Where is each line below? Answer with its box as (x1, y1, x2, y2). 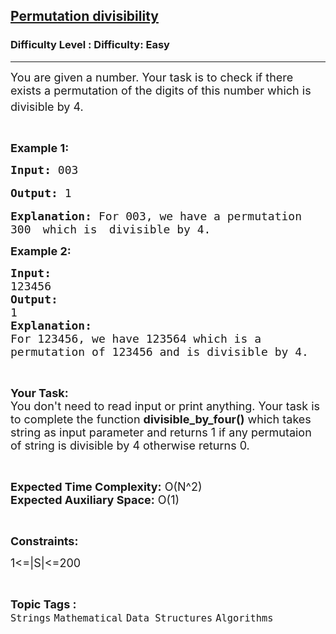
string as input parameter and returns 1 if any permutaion (10, 425, 312, 439)
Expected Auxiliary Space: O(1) (10, 492, 180, 507)
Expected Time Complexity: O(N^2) (10, 479, 203, 494)
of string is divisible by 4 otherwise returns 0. (10, 438, 250, 453)
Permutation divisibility (10, 8, 159, 25)
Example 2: (10, 244, 72, 258)
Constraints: (10, 534, 79, 548)
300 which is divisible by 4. (10, 222, 212, 236)
